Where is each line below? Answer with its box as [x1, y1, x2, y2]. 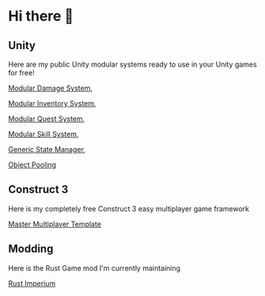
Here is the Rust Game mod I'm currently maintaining [8, 263, 180, 272]
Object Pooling [8, 160, 57, 169]
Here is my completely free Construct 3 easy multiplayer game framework [8, 203, 250, 213]
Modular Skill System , [8, 130, 79, 139]
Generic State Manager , [8, 145, 85, 154]
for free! [8, 68, 35, 78]
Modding [8, 242, 54, 256]
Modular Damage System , [8, 83, 93, 93]
